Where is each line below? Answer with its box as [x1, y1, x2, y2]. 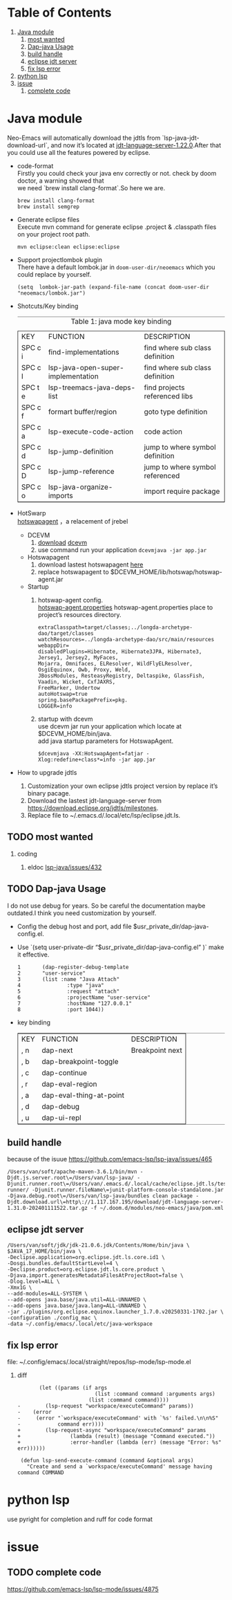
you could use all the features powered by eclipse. [7, 148, 151, 156]
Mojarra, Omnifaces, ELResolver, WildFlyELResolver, [37, 660, 193, 667]
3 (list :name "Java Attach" [17, 975, 120, 983]
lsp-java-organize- [48, 482, 113, 492]
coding [17, 849, 38, 858]
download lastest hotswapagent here [37, 560, 144, 569]
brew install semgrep [17, 203, 79, 210]
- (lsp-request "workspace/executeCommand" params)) [17, 1402, 194, 1409]
